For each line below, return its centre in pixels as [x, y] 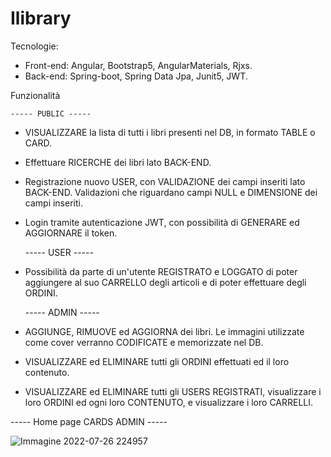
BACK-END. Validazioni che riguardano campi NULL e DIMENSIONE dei [171, 192]
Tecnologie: [34, 46]
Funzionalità [35, 95]
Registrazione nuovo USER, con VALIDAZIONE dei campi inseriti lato [165, 181]
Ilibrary [41, 18]
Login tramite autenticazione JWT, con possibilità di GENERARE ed [162, 222]
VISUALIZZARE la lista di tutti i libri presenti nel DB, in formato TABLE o [170, 132]
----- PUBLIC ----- [51, 113]
